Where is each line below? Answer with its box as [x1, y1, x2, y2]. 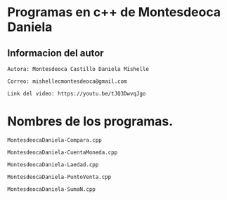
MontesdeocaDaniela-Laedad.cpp [7, 161, 99, 168]
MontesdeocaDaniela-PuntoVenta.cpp [7, 173, 112, 180]
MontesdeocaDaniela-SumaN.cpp [7, 185, 96, 193]
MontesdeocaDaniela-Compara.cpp [7, 136, 102, 144]
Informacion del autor [7, 47, 104, 59]
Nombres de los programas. [7, 114, 174, 130]
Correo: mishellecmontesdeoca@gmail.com [7, 78, 128, 85]
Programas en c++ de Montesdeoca [7, 4, 221, 20]
